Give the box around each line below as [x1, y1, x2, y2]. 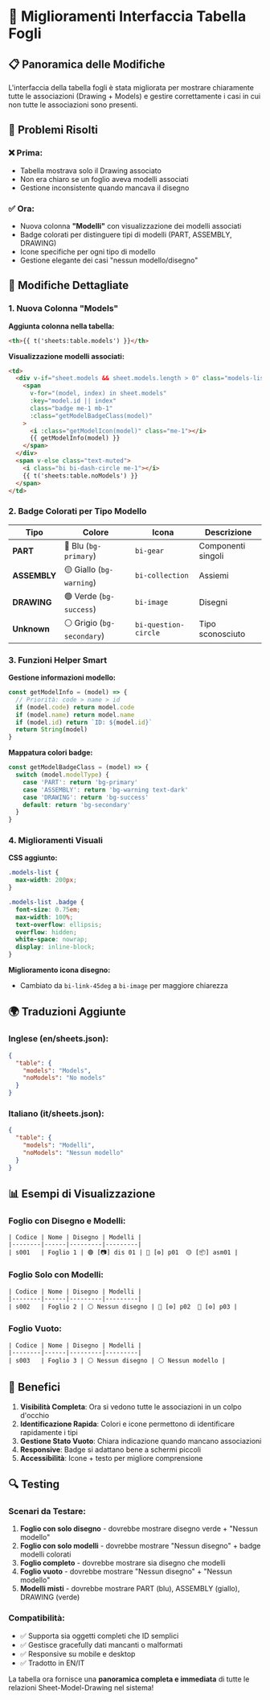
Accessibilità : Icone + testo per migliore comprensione [19, 1453, 203, 1462]
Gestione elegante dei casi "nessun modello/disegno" [19, 255, 198, 265]
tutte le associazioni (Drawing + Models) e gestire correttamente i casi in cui [8, 92, 261, 101]
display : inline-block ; [15, 943, 95, 951]
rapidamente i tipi [19, 1427, 78, 1437]
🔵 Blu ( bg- [63, 540, 102, 551]
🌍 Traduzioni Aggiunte [8, 1005, 126, 1019]
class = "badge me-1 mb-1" [29, 404, 113, 412]
